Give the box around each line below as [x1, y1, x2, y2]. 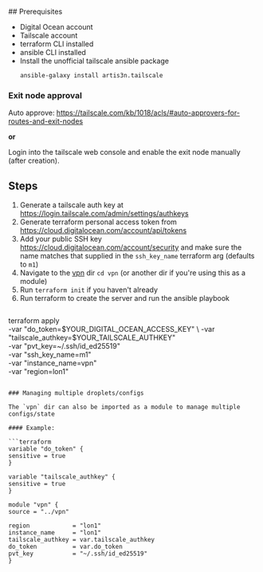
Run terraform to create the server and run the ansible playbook [19, 294, 230, 303]
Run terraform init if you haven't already [19, 285, 158, 294]
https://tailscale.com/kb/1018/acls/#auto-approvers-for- [56, 108, 241, 118]
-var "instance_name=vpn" [8, 358, 97, 368]
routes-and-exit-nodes [8, 116, 84, 126]
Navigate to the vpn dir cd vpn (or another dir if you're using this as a [19, 268, 245, 278]
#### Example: [8, 424, 56, 432]
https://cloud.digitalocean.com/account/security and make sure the [19, 243, 242, 252]
